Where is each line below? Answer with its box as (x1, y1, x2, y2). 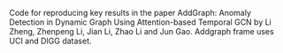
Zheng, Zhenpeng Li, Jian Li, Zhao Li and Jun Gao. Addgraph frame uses (9, 26, 274, 36)
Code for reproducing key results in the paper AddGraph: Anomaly (9, 8, 252, 18)
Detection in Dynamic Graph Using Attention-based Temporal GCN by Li (9, 17, 272, 27)
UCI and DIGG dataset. (9, 35, 92, 46)
